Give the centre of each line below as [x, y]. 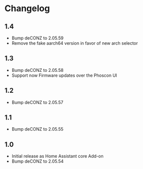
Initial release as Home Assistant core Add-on [57, 156]
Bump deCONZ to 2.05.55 [37, 129]
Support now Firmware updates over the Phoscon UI [64, 75]
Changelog [27, 8]
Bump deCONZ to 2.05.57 [37, 102]
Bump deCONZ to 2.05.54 [37, 161]
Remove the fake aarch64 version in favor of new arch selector [75, 43]
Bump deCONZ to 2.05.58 [37, 70]
